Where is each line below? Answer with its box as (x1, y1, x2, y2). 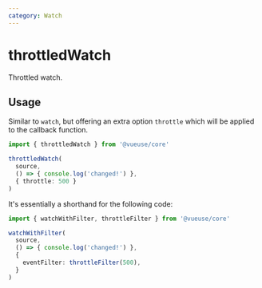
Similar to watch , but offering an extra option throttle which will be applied (8, 116, 255, 126)
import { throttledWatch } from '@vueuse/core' (8, 140, 170, 148)
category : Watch (8, 11, 62, 20)
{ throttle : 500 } (15, 177, 77, 185)
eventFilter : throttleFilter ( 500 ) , (22, 258, 141, 266)
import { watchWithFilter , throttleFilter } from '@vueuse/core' (8, 215, 230, 223)
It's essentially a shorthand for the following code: (8, 199, 173, 208)
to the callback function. (8, 125, 89, 135)
